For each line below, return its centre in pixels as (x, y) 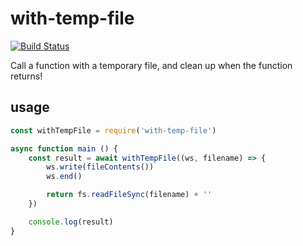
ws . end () (64, 177)
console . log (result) (71, 222)
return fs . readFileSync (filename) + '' (129, 195)
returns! (26, 76)
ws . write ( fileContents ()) (100, 167)
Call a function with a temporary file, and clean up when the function (151, 65)
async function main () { (64, 148)
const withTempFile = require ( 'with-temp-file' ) (113, 130)
